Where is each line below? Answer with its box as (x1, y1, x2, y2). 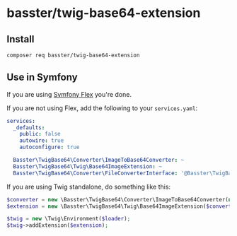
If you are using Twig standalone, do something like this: (6, 182, 171, 191)
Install (6, 33, 35, 45)
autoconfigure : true (19, 143, 80, 151)
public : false (19, 131, 61, 138)
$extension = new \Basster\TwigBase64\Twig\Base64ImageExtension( (6, 203, 207, 210)
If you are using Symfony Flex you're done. (6, 90, 132, 98)
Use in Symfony (6, 71, 79, 83)
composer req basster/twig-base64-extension (6, 52, 140, 59)
